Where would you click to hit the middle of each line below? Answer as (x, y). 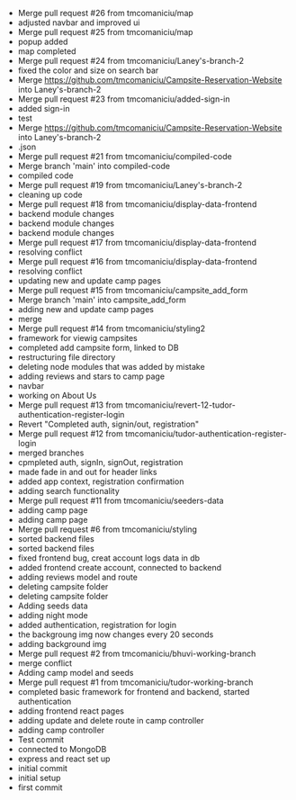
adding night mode (53, 615)
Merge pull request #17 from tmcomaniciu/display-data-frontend (137, 243)
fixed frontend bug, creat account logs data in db (109, 558)
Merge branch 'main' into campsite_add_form (102, 300)
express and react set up (64, 759)
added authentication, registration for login (97, 625)
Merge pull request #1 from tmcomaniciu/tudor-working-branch (135, 682)
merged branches (51, 453)
